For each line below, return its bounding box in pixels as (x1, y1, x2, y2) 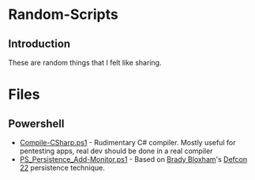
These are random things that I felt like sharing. (8, 58, 162, 67)
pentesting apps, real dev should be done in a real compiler (19, 146, 213, 156)
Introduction (8, 37, 71, 51)
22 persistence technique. (19, 163, 105, 172)
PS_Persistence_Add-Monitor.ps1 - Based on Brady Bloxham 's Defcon (19, 155, 248, 163)
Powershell (8, 117, 65, 130)
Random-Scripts (8, 6, 118, 24)
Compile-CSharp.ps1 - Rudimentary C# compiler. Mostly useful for (19, 138, 236, 147)
